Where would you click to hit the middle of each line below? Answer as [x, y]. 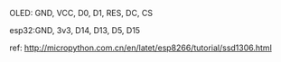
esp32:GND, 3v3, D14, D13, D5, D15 [75, 30]
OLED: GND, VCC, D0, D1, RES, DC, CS [81, 13]
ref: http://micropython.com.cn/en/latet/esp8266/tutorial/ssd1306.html [141, 48]
